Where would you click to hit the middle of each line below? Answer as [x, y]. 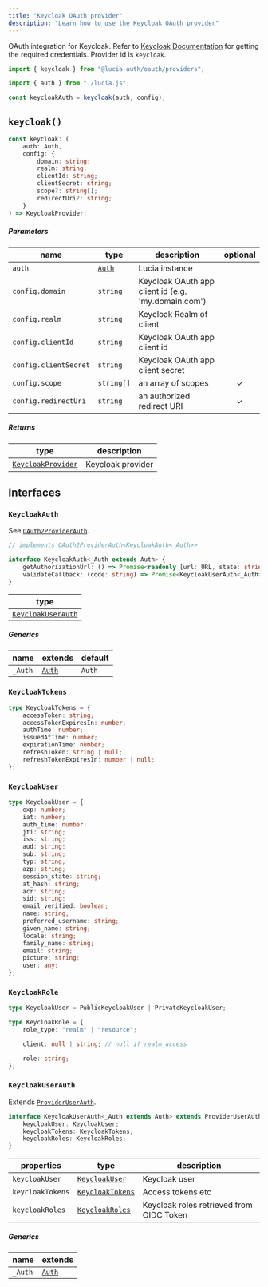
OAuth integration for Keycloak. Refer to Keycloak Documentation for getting [134, 46]
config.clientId [43, 342]
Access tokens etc [177, 1192]
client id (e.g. [163, 291]
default [95, 658]
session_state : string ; [62, 876]
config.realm [37, 319]
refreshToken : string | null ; [73, 752]
